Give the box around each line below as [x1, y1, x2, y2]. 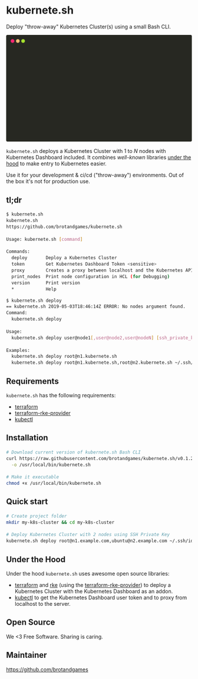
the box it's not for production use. [6, 178, 90, 185]
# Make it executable [6, 474, 60, 480]
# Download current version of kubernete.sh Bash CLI [6, 449, 141, 455]
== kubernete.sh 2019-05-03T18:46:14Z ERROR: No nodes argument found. [6, 303, 186, 310]
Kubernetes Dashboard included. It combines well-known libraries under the [6, 154, 192, 161]
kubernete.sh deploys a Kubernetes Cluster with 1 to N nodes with [6, 148, 166, 155]
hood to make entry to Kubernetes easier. [6, 160, 107, 167]
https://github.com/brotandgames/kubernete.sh [6, 224, 123, 230]
